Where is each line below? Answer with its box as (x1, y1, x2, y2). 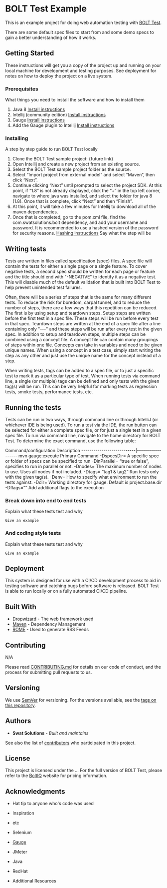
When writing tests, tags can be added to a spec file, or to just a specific (5, 368, 154, 374)
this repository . (5, 702, 36, 708)
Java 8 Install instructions (12, 106, 65, 112)
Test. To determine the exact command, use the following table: (5, 438, 136, 444)
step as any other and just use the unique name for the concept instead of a (5, 353, 161, 359)
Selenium (12, 830, 32, 836)
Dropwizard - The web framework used (12, 616, 94, 622)
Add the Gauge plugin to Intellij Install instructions (12, 122, 115, 128)
